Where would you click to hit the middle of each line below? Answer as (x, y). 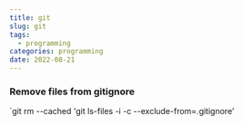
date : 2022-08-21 (42, 60)
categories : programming (56, 52)
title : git (30, 18)
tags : (20, 34)
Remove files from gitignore (72, 91)
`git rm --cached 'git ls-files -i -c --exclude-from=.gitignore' (122, 111)
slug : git (28, 26)
